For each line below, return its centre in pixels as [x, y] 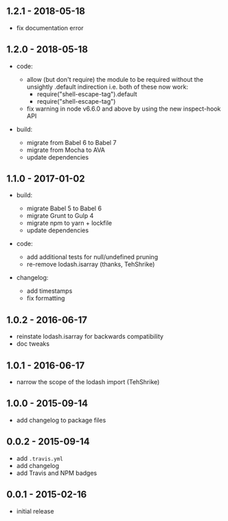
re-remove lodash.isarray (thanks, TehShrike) [91, 265]
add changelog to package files [61, 420]
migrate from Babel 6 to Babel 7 [71, 142]
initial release [35, 511]
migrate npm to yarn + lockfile [69, 223]
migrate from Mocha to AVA [66, 150]
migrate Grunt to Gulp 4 [60, 216]
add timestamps [49, 291]
